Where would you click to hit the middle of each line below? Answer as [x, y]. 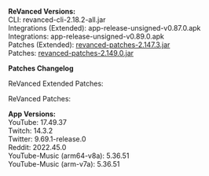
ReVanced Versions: [42, 11]
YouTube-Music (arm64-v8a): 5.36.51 [69, 156]
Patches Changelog [41, 68]
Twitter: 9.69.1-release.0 [47, 139]
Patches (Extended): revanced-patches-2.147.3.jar [89, 45]
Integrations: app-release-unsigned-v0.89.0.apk [86, 36]
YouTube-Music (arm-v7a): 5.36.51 [64, 164]
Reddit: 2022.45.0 [37, 147]
